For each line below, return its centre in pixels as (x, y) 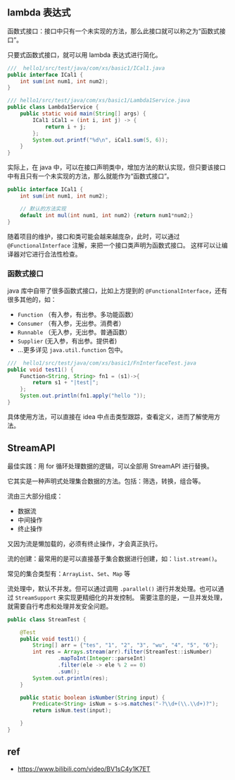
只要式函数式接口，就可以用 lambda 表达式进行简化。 (84, 54)
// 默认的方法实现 (43, 209)
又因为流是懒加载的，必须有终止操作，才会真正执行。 (84, 543)
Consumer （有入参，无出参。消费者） (71, 323)
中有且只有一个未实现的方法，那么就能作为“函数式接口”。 (90, 176)
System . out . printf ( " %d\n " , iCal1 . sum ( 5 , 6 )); (101, 140)
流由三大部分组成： (35, 496)
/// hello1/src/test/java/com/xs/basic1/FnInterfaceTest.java (102, 363)
